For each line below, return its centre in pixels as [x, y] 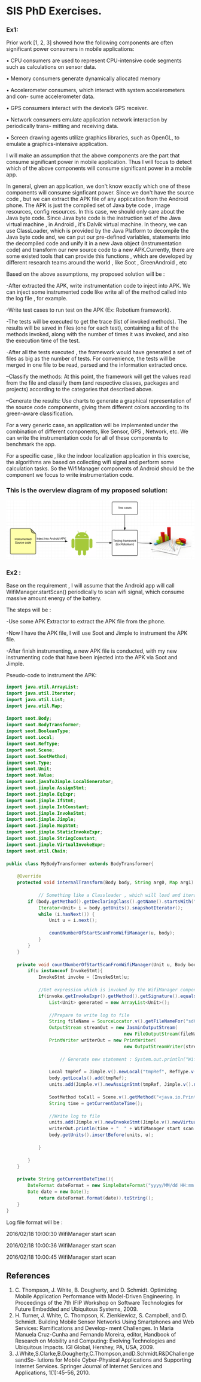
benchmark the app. [31, 445]
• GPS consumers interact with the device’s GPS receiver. [77, 108]
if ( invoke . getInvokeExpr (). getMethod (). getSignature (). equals [117, 996]
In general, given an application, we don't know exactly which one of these [98, 186]
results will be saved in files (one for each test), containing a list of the [92, 328]
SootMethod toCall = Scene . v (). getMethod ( [103, 1097]
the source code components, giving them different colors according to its [98, 407]
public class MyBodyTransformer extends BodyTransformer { [80, 864]
